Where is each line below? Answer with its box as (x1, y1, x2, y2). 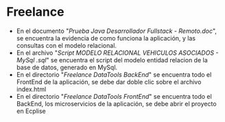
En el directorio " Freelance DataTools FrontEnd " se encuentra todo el (16, 92, 212, 100)
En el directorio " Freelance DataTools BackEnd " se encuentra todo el (16, 70, 212, 79)
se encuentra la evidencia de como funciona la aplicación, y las (16, 34, 196, 42)
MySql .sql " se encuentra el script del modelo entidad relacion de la (16, 56, 209, 64)
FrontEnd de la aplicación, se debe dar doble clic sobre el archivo (16, 77, 202, 86)
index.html (16, 85, 47, 93)
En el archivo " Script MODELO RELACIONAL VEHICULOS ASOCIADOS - (16, 49, 219, 57)
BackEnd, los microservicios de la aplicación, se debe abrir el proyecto (16, 99, 217, 108)
